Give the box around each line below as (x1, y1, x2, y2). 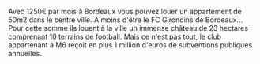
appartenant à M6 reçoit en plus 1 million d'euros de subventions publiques (8, 40, 253, 50)
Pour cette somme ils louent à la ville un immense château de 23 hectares (8, 24, 249, 32)
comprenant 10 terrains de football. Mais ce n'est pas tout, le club (8, 32, 222, 41)
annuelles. (8, 49, 42, 58)
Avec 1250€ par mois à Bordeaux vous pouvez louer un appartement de (8, 7, 243, 16)
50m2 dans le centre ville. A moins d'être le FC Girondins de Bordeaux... (8, 15, 243, 24)
